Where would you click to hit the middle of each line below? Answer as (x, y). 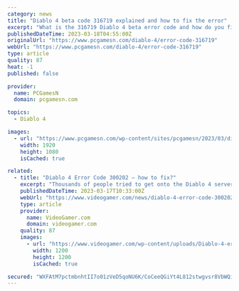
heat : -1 (20, 67)
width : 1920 (38, 145)
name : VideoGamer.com (58, 218)
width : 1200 (51, 250)
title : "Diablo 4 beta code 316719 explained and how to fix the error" (117, 21)
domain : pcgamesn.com (46, 100)
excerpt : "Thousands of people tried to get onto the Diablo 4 (116, 185)
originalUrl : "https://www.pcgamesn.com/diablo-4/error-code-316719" (113, 41)
